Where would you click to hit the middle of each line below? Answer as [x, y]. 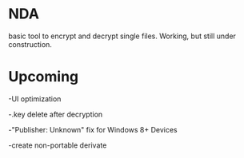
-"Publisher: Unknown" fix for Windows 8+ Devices [93, 129]
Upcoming [44, 77]
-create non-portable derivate [58, 145]
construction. [30, 44]
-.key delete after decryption [56, 114]
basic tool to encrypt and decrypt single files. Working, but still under [122, 36]
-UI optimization [35, 99]
